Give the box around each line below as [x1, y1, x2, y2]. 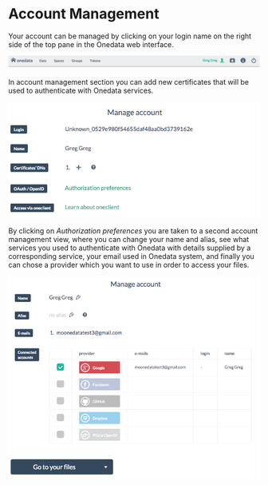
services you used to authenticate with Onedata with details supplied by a [8, 243, 251, 252]
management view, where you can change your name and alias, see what [8, 234, 250, 244]
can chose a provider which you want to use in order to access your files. [8, 260, 250, 269]
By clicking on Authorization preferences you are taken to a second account [8, 225, 258, 236]
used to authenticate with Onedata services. [8, 85, 154, 95]
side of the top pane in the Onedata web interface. [8, 39, 174, 49]
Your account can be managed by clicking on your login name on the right [8, 31, 252, 41]
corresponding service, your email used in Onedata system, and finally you [8, 251, 255, 260]
